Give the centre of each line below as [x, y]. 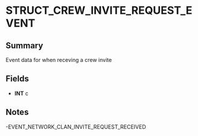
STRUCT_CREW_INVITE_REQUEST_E [99, 11]
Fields [18, 79]
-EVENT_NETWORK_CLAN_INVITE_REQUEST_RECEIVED [76, 126]
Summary [24, 45]
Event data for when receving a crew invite [59, 60]
